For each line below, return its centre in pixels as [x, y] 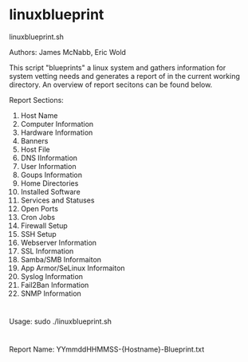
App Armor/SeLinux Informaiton [73, 268]
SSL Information [47, 251]
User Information [48, 166]
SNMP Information [51, 293]
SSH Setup [38, 234]
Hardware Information [57, 132]
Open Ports [39, 208]
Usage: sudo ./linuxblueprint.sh [61, 321]
